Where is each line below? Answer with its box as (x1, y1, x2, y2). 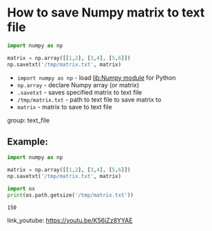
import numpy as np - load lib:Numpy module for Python (17, 74, 176, 82)
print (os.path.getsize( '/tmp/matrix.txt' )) (7, 191, 134, 199)
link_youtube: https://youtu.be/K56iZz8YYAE (7, 216, 133, 224)
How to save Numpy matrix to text (7, 5, 205, 21)
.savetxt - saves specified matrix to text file (17, 88, 142, 96)
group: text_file (7, 115, 50, 124)
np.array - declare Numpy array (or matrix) (17, 80, 140, 89)
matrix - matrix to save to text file (17, 102, 112, 111)
